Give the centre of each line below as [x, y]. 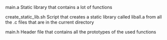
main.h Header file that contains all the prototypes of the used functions [81, 32]
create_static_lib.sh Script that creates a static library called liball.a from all [83, 17]
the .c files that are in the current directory [50, 22]
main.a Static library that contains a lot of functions [59, 7]
